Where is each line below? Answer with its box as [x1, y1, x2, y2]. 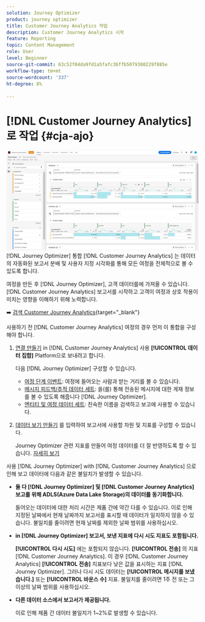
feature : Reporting [6, 35, 56, 42]
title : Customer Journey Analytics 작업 [6, 23, 108, 29]
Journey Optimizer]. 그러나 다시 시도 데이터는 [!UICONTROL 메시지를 [15, 568, 184, 576]
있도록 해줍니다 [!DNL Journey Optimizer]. [43, 393, 148, 400]
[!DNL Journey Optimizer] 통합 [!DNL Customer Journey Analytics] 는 [6, 252, 180, 260]
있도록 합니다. [6, 268, 40, 275]
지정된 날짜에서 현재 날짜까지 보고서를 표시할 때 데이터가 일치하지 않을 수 [15, 511, 188, 519]
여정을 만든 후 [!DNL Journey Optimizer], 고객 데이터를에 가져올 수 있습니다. [6, 280, 189, 288]
